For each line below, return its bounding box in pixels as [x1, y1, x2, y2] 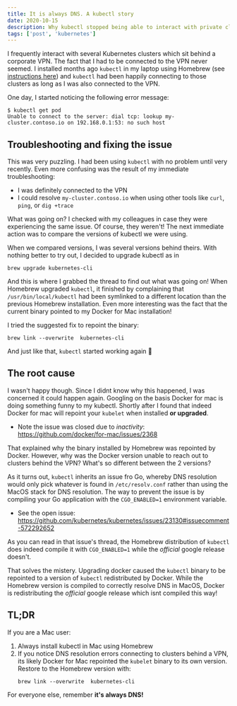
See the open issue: [17, 509, 75, 517]
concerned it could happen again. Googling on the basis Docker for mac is [7, 393, 224, 402]
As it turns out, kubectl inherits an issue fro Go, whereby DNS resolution [7, 472, 217, 481]
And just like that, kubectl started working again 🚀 [7, 347, 153, 356]
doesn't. [7, 552, 32, 561]
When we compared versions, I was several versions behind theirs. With [7, 243, 217, 252]
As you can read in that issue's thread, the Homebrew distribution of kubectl [7, 537, 230, 545]
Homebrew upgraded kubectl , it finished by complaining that [7, 284, 185, 294]
